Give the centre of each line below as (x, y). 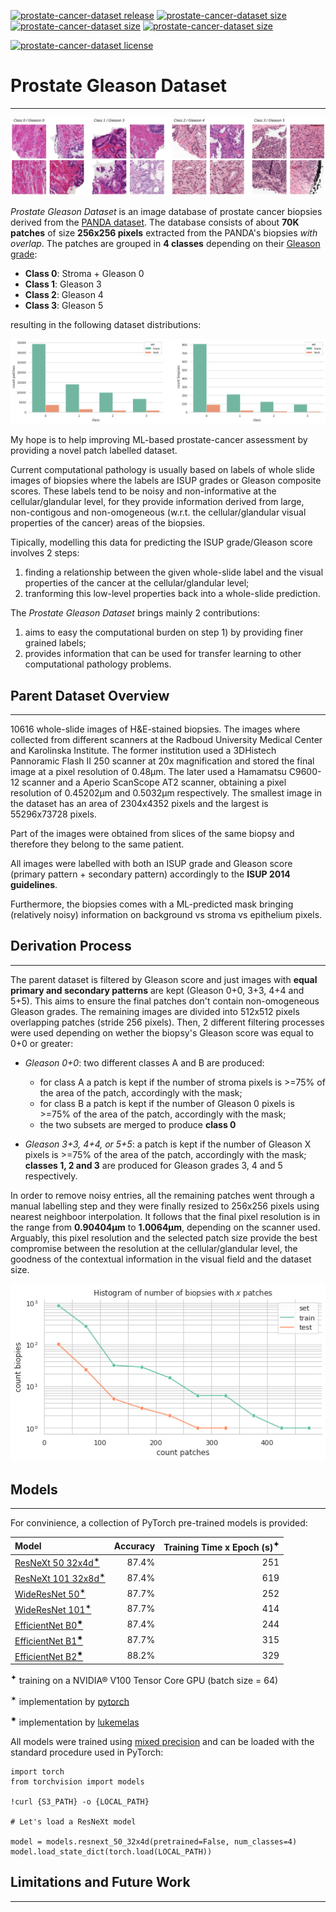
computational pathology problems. (98, 664)
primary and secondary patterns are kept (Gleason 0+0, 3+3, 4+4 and (157, 990)
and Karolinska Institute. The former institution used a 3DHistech (143, 751)
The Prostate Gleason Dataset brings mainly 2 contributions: (135, 613)
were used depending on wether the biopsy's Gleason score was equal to (162, 1032)
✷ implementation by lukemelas (75, 1721)
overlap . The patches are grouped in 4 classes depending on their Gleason (165, 244)
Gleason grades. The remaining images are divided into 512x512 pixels (155, 1011)
